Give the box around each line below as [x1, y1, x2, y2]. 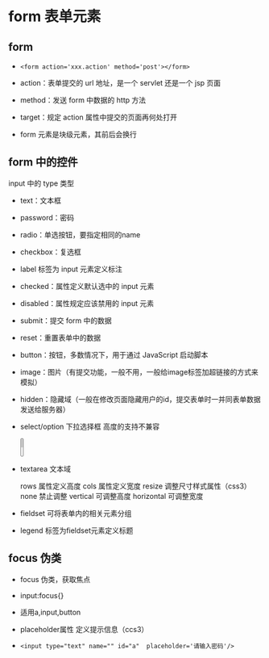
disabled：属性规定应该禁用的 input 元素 [19, 298, 155, 308]
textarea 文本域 [19, 463, 71, 473]
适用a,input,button [19, 607, 81, 617]
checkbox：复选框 [19, 247, 82, 257]
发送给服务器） [19, 404, 70, 414]
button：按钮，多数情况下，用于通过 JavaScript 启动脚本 [19, 350, 209, 359]
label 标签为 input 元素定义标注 [19, 264, 123, 274]
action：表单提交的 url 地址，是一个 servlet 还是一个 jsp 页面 [19, 78, 221, 87]
